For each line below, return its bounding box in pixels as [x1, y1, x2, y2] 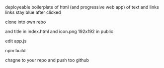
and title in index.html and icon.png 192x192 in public [5, 29, 113, 34]
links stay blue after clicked [5, 9, 61, 15]
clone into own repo [5, 19, 46, 25]
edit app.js [5, 38, 27, 44]
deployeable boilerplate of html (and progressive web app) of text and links [5, 4, 159, 10]
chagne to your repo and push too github [5, 57, 89, 63]
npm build [5, 48, 26, 53]
